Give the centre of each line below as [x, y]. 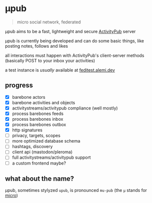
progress [19, 85]
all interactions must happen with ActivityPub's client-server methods [75, 55]
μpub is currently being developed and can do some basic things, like [75, 41]
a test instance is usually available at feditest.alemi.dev [60, 70]
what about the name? [40, 178]
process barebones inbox [38, 119]
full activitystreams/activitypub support [51, 157]
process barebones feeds [38, 113]
